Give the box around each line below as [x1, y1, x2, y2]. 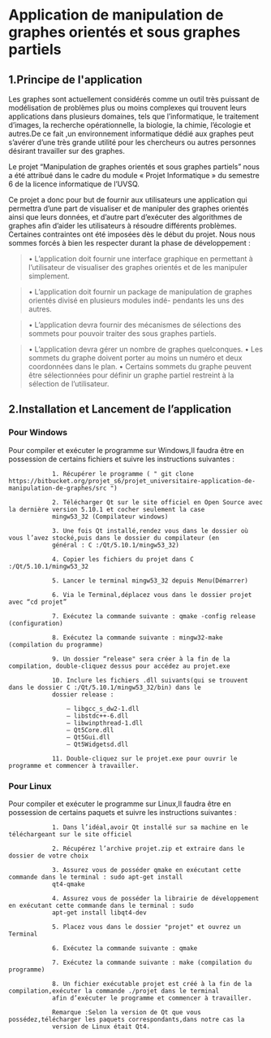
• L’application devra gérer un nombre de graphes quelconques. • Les [28, 344, 264, 354]
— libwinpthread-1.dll [66, 718, 144, 727]
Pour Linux [8, 780, 52, 792]
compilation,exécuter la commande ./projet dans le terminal [8, 987, 220, 995]
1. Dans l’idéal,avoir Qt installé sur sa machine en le [51, 823, 249, 831]
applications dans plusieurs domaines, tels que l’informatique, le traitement [8, 111, 260, 121]
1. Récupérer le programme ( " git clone [51, 469, 195, 478]
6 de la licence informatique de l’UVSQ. [8, 179, 140, 189]
